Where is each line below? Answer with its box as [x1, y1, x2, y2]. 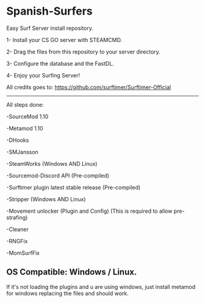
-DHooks [6, 136, 29, 144]
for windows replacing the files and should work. [6, 290, 129, 297]
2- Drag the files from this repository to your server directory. [6, 48, 160, 55]
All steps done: [6, 101, 44, 108]
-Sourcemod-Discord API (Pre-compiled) [6, 172, 110, 179]
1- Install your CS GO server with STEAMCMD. [6, 36, 123, 43]
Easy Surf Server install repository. [6, 24, 93, 32]
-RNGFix [6, 237, 28, 244]
